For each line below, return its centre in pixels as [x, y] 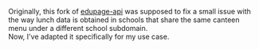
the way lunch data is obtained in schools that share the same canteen [124, 20]
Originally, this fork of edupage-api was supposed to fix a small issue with [129, 11]
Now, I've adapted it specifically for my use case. [89, 36]
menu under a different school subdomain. [78, 28]
